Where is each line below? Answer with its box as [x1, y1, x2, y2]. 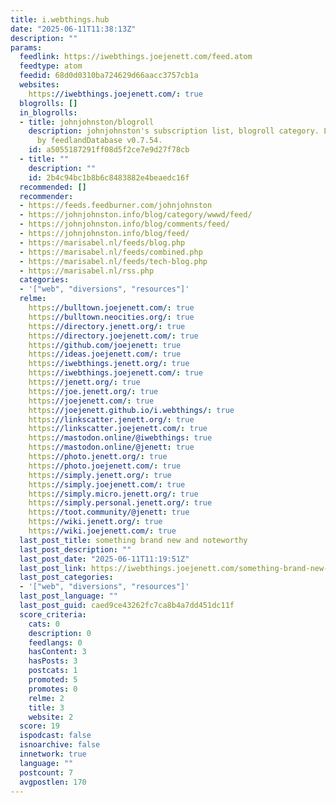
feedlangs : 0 [28, 637, 83, 648]
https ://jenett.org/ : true [28, 377, 141, 387]
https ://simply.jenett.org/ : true [28, 470, 172, 480]
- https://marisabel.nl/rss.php [19, 266, 155, 276]
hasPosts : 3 [28, 656, 78, 666]
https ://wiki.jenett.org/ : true [28, 517, 163, 527]
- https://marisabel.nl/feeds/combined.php [19, 247, 203, 257]
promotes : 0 [28, 684, 78, 694]
